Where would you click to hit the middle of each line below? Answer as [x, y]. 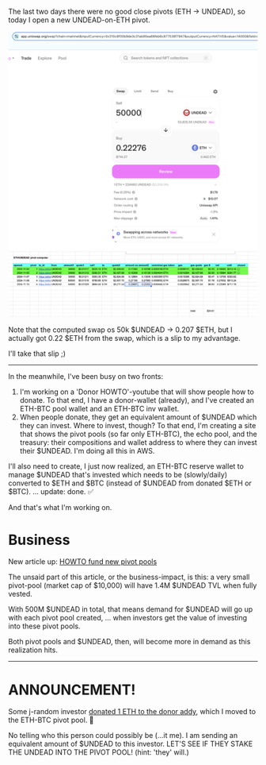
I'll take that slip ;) [37, 354]
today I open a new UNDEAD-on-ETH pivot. [79, 20]
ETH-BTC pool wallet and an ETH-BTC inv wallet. [99, 409]
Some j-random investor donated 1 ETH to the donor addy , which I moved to [132, 712]
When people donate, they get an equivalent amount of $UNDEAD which [138, 417]
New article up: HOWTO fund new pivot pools [83, 562]
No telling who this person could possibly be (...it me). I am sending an [123, 736]
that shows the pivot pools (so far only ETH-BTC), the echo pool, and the [138, 434]
